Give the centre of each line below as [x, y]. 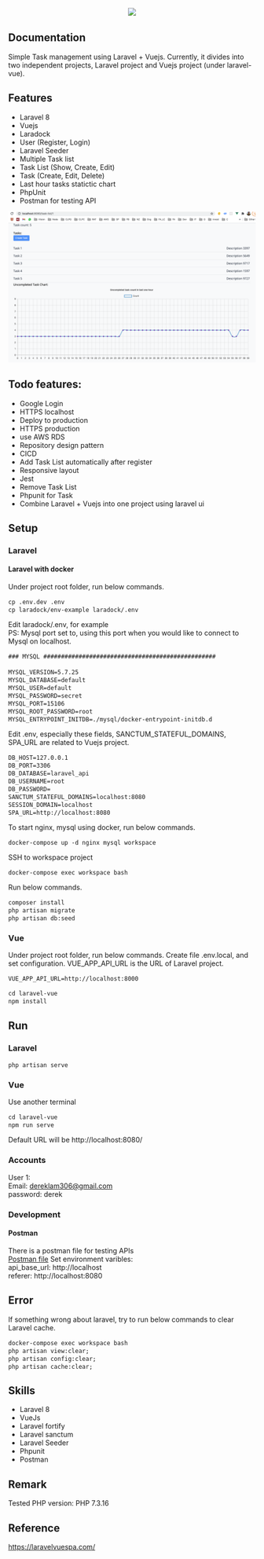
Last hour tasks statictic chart [68, 184]
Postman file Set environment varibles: [71, 1259]
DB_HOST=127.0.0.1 [38, 758]
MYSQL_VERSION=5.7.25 [44, 673]
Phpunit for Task [46, 495]
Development [35, 1214]
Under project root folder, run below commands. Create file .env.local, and [128, 956]
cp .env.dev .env [37, 602]
